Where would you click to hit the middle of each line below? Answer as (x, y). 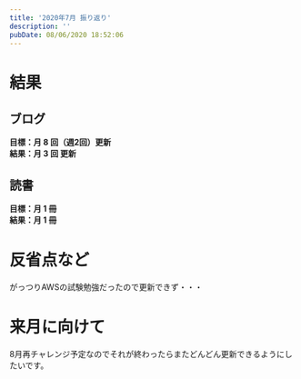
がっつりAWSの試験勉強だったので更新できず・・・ (106, 287)
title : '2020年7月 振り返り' (60, 18)
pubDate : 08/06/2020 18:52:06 (67, 35)
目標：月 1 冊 (33, 209)
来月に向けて (58, 327)
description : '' (40, 26)
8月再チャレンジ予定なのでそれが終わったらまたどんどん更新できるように (147, 354)
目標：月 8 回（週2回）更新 (60, 143)
